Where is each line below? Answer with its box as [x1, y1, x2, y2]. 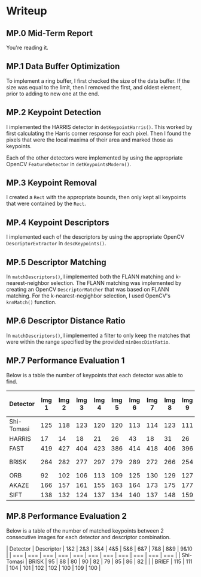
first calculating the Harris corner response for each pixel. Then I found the [6, 130, 191, 137]
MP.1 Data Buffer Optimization [6, 61, 120, 71]
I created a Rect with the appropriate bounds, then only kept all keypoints [6, 194, 187, 201]
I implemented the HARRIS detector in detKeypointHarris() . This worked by [6, 123, 193, 130]
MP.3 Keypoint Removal [6, 178, 98, 188]
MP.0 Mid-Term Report [6, 28, 93, 38]
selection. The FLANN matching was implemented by [50, 280, 182, 287]
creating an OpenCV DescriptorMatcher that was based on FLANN [6, 286, 169, 293]
